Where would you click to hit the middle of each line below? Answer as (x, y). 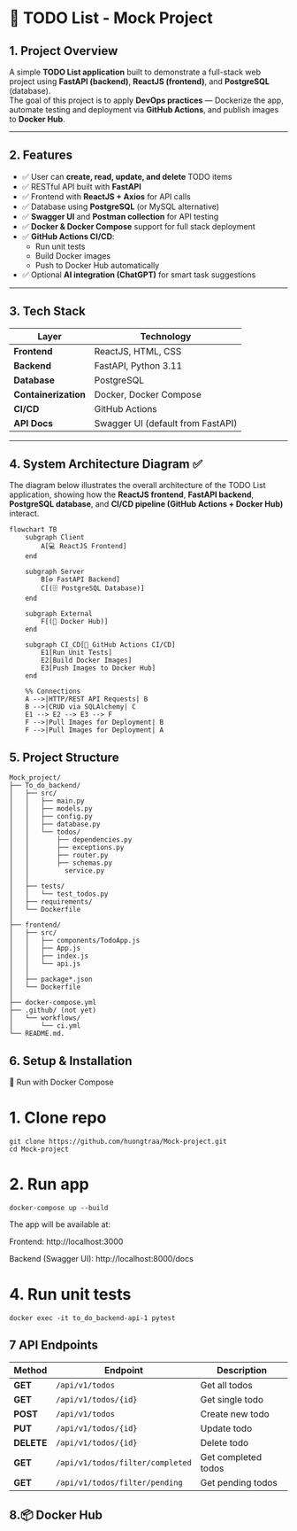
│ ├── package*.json (51, 979)
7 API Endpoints (54, 1345)
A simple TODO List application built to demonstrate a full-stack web (135, 72)
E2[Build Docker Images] (87, 661)
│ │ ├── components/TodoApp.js (75, 941)
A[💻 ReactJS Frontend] (84, 547)
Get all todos (227, 1385)
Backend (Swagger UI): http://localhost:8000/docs (102, 1258)
